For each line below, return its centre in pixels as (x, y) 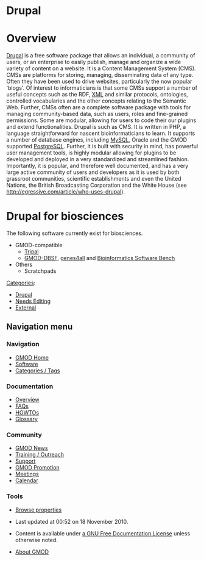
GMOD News (31, 448)
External (26, 308)
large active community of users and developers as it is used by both (93, 172)
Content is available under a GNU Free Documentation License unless (103, 533)
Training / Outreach (40, 455)
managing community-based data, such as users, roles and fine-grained (97, 114)
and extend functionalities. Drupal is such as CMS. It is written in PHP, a (96, 127)
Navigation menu (40, 327)
